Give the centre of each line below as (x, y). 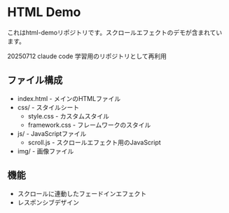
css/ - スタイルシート (48, 107)
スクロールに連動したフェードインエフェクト (82, 193)
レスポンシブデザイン (48, 202)
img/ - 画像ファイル (46, 151)
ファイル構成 (35, 80)
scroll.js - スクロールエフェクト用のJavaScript (94, 142)
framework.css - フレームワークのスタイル (89, 125)
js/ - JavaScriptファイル (52, 133)
